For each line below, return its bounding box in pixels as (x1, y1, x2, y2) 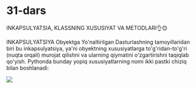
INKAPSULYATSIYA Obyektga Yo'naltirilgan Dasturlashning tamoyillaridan (6, 38, 190, 46)
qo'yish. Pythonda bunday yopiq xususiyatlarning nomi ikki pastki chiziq (6, 57, 187, 65)
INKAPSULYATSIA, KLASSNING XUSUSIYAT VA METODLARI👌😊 (6, 24, 168, 31)
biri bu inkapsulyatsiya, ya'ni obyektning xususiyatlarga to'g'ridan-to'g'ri (6, 44, 187, 52)
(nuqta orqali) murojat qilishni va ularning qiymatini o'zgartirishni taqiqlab (6, 51, 189, 59)
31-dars (6, 4, 47, 18)
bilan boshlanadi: (6, 64, 49, 71)
